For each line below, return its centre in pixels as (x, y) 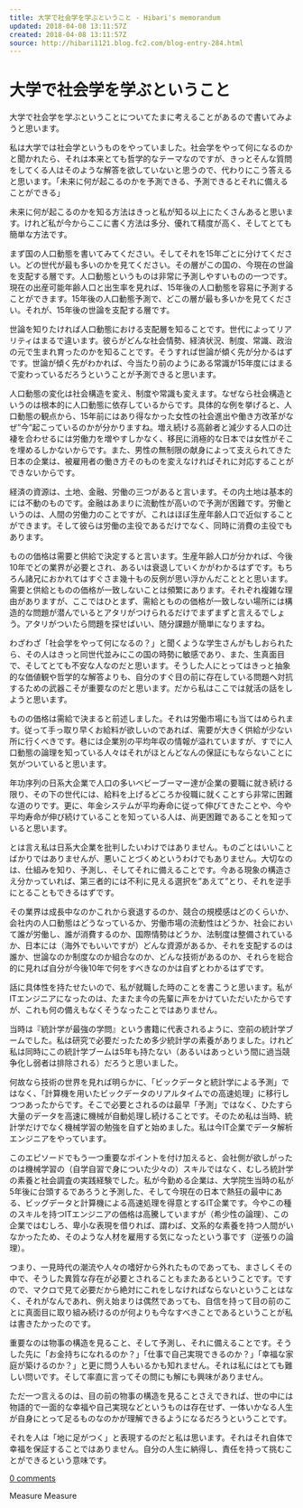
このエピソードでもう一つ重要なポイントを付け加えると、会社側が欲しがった (151, 1158)
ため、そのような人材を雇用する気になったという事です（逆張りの (163, 1237)
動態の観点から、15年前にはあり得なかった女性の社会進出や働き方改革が (151, 416)
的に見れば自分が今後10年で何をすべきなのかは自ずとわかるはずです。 (139, 968)
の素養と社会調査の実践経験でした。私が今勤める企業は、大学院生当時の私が (151, 1180)
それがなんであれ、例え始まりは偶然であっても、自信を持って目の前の (154, 1301)
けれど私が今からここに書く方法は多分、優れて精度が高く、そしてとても (158, 223)
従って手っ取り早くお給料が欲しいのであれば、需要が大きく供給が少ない (158, 730)
